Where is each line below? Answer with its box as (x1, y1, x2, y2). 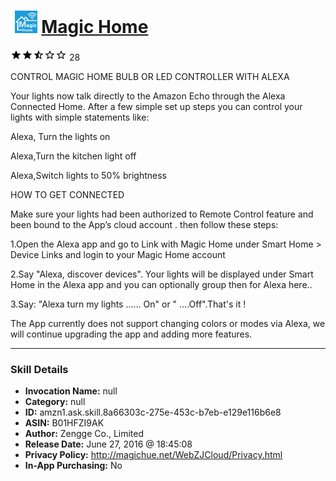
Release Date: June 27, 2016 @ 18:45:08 (24, 438, 193, 450)
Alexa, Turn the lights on (10, 130, 111, 142)
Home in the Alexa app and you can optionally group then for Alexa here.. (10, 278, 313, 290)
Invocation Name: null (24, 385, 118, 397)
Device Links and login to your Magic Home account (10, 248, 226, 260)
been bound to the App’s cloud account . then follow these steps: (10, 218, 279, 230)
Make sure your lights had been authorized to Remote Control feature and (10, 208, 314, 220)
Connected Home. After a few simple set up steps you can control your (10, 100, 303, 112)
